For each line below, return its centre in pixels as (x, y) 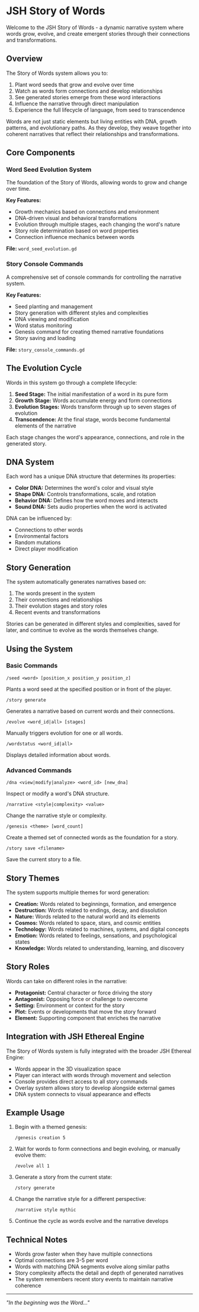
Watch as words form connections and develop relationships (89, 91)
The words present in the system (55, 593)
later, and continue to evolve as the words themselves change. (82, 630)
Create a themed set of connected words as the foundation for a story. (92, 838)
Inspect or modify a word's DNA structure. (58, 794)
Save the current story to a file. (44, 860)
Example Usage (36, 1113)
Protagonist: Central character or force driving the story (84, 992)
